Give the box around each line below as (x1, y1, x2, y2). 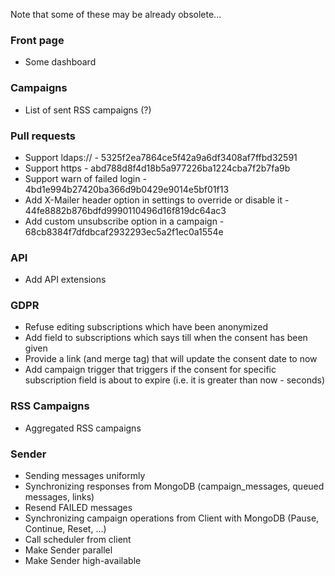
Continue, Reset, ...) (24, 523, 107, 535)
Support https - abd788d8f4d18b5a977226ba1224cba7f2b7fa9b (24, 162, 291, 174)
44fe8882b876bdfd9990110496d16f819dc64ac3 (24, 204, 227, 216)
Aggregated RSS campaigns (24, 422, 142, 434)
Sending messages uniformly (24, 470, 146, 482)
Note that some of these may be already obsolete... (10, 9, 222, 20)
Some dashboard (24, 56, 97, 68)
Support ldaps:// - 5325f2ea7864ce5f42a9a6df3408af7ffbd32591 (24, 151, 298, 163)
